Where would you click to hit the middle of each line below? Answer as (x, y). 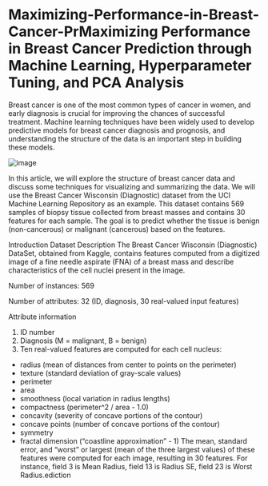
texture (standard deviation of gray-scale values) (100, 372)
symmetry (36, 432)
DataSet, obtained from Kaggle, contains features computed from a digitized (134, 253)
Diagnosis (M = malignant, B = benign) (83, 341)
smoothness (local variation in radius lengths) (95, 398)
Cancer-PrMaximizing (83, 32)
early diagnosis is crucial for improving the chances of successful (117, 113)
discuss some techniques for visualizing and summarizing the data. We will (132, 186)
